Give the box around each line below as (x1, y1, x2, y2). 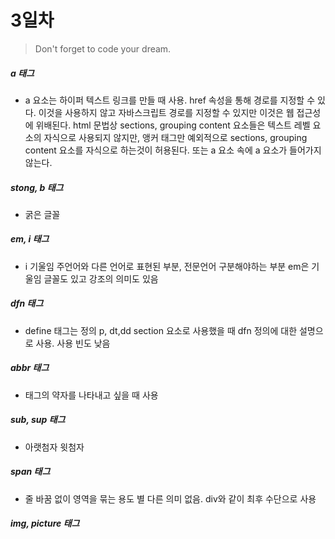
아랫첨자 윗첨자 (24, 441, 85, 453)
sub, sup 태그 (10, 414, 66, 426)
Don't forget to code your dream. (34, 42, 172, 55)
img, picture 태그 (10, 517, 80, 530)
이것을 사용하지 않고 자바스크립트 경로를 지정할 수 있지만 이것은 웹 (38, 106, 295, 118)
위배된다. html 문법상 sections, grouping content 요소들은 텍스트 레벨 (35, 119, 311, 131)
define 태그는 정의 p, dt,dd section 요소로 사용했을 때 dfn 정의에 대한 (24, 324, 298, 336)
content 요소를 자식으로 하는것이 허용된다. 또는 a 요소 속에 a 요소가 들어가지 (24, 144, 322, 156)
